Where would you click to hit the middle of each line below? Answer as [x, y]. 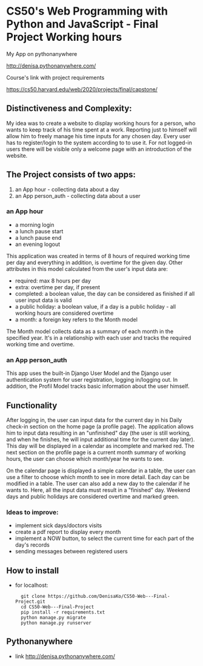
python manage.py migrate [53, 618]
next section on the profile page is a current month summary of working [96, 452]
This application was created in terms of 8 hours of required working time [98, 256]
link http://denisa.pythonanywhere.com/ [65, 656]
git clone [33, 597]
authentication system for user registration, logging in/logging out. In [92, 380]
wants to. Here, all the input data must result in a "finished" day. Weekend [98, 490]
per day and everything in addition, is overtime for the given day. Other [95, 262]
